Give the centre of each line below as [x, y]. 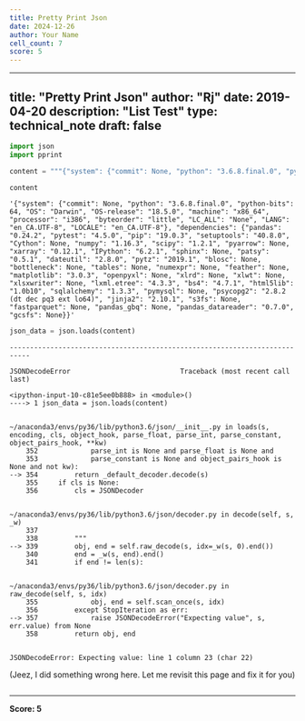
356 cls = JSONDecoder [85, 491]
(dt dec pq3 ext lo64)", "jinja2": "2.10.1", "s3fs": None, [126, 300]
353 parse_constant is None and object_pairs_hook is [154, 459]
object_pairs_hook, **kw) [58, 443]
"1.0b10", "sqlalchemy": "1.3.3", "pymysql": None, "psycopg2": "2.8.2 [148, 292]
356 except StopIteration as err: [107, 610]
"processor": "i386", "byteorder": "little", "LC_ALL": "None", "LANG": [150, 220]
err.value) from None [50, 626]
